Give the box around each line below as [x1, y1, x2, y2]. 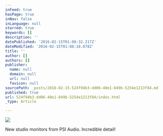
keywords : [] [5, 30, 32, 35]
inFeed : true [5, 7, 32, 12]
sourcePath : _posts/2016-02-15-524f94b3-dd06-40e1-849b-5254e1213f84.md [5, 85, 159, 91]
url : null [9, 76, 30, 81]
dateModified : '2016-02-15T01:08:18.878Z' [5, 44, 94, 49]
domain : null [9, 72, 37, 77]
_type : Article [5, 99, 37, 104]
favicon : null [9, 81, 39, 86]
